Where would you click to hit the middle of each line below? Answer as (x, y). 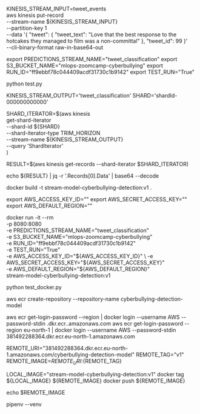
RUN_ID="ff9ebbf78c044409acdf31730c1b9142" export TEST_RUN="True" (101, 72)
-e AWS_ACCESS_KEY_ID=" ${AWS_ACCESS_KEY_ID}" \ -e (80, 256)
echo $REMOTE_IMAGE (36, 392)
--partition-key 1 (27, 28)
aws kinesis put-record (35, 15)
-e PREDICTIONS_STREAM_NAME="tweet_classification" (78, 230)
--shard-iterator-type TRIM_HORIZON (53, 133)
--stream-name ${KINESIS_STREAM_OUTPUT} (65, 139)
